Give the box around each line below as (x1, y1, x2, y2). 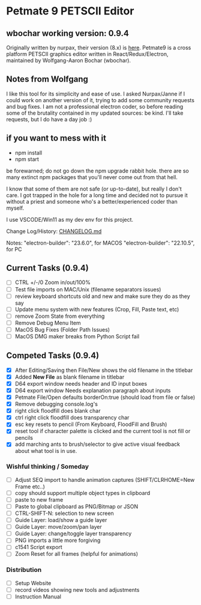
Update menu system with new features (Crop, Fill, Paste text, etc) (14, 305, 179, 313)
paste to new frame (14, 496, 64, 503)
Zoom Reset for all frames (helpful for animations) (14, 550, 139, 558)
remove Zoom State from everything (14, 312, 105, 320)
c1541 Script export (14, 544, 63, 551)
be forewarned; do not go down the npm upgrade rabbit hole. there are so (6, 167, 189, 174)
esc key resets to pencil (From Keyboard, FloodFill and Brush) (14, 421, 167, 428)
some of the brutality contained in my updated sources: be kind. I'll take (6, 109, 184, 117)
